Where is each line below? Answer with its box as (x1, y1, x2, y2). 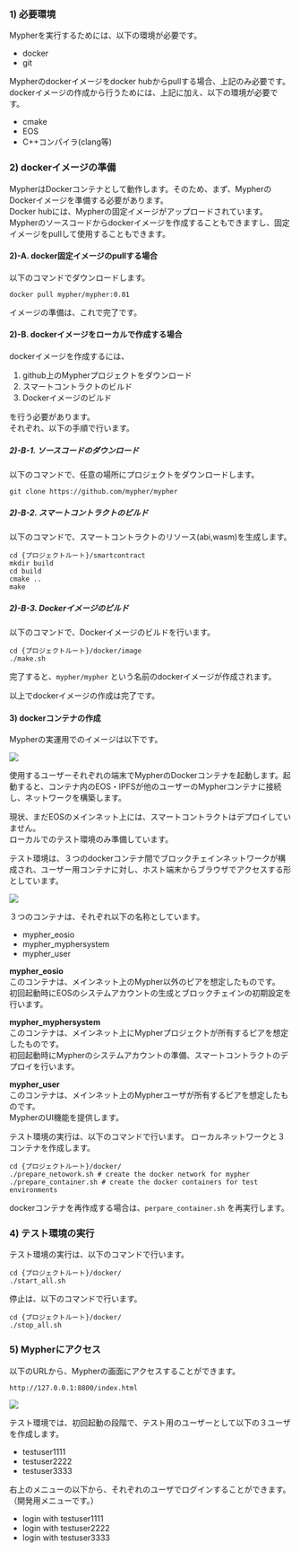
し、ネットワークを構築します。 (9, 793, 127, 803)
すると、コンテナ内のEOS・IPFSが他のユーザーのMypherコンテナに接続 (16, 781, 282, 792)
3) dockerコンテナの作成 (9, 712, 101, 723)
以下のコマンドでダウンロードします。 (9, 272, 150, 283)
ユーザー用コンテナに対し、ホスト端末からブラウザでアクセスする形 (40, 864, 292, 875)
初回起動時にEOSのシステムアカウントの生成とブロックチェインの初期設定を (9, 987, 292, 998)
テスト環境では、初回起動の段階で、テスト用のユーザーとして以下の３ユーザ (9, 1416, 291, 1428)
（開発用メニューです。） (9, 1495, 99, 1505)
